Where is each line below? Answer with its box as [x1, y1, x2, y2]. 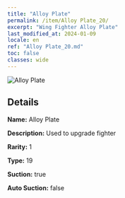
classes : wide [7, 57, 49, 64]
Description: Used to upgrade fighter [7, 129, 117, 137]
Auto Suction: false [7, 183, 65, 192]
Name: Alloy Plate [7, 115, 60, 124]
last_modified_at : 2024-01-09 [7, 30, 97, 37]
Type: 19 [7, 156, 33, 165]
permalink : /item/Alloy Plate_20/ [7, 17, 109, 24]
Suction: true [7, 170, 47, 178]
